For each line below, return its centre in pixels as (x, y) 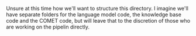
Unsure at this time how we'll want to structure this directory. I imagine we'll (97, 8)
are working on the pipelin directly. (48, 27)
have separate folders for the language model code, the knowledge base (94, 15)
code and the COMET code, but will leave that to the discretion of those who (98, 21)
